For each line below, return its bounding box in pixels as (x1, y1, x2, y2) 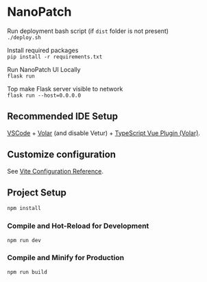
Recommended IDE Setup (7, 110, 119, 122)
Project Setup (7, 187, 67, 198)
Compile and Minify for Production (7, 253, 125, 263)
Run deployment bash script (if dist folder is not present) (7, 27, 169, 35)
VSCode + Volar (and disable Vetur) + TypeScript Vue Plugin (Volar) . (7, 128, 201, 137)
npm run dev (7, 237, 41, 244)
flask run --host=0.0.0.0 (7, 92, 81, 99)
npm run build (7, 268, 48, 275)
